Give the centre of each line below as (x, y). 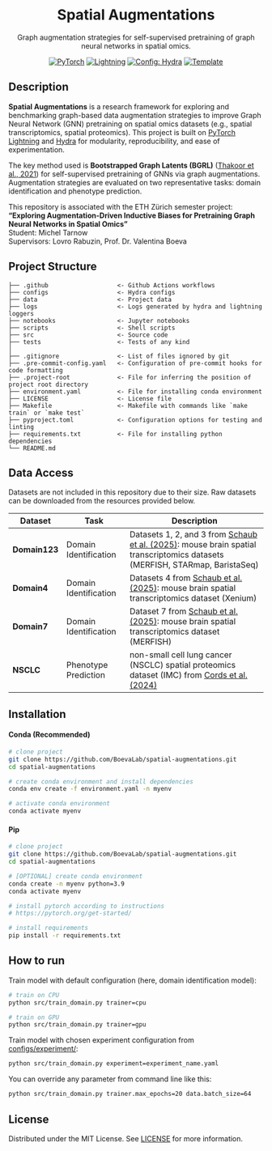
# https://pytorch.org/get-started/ (70, 913)
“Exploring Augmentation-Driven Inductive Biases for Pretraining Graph (132, 215)
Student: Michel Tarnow (48, 232)
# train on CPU (34, 995)
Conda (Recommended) (49, 735)
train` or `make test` (47, 413)
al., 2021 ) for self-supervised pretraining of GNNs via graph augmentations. (134, 174)
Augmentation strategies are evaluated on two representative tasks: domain (135, 182)
